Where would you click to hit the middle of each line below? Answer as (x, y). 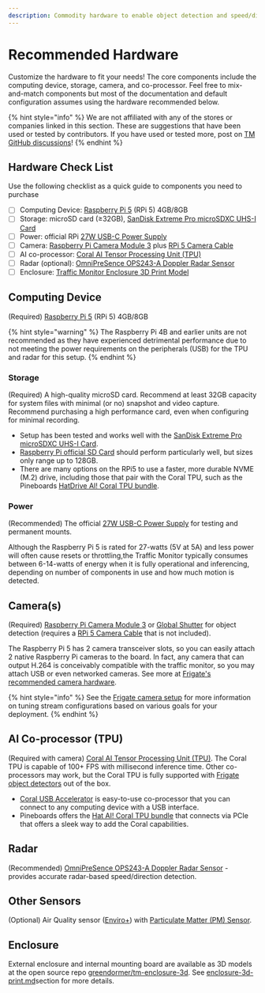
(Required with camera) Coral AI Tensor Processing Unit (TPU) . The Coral (127, 758)
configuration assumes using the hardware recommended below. (114, 102)
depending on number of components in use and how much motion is (121, 572)
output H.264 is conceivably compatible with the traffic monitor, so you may (131, 665)
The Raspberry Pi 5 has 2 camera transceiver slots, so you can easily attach (132, 649)
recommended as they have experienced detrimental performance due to (127, 340)
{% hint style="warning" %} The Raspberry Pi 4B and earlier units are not (127, 332)
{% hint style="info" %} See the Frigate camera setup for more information (129, 698)
